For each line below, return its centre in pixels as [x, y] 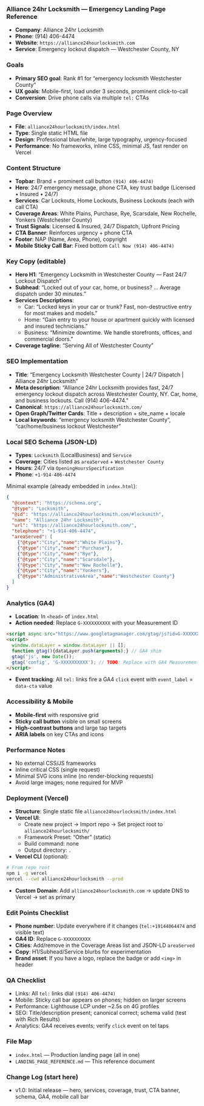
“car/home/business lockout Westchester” [68, 426]
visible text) [29, 932]
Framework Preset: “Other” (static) [67, 837]
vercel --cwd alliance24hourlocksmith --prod [65, 879]
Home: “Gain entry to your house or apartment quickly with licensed [109, 320]
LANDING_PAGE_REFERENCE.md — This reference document [85, 1061]
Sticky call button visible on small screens [68, 721]
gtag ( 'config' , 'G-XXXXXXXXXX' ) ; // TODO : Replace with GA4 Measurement [106, 662]
